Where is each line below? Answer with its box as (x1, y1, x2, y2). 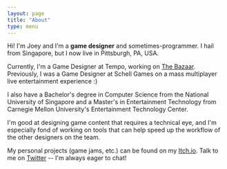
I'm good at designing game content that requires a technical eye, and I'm (7, 119, 217, 127)
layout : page (7, 10, 45, 17)
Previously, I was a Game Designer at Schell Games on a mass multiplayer (7, 70, 217, 78)
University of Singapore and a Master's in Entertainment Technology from (7, 98, 217, 106)
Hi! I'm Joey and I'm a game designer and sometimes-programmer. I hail (7, 42, 214, 50)
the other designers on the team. (7, 133, 101, 141)
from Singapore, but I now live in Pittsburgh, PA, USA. (7, 49, 159, 57)
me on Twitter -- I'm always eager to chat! (7, 154, 127, 162)
